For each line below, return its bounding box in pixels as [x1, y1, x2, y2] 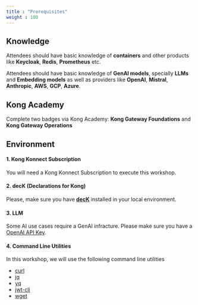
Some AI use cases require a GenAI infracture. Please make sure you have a [6, 222, 193, 229]
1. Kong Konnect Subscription [6, 156, 81, 163]
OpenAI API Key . [6, 229, 46, 236]
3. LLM [6, 209, 24, 216]
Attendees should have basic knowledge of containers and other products [6, 52, 189, 59]
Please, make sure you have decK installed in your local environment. [6, 196, 177, 203]
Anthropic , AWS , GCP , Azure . [6, 83, 81, 90]
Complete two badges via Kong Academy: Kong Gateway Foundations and [6, 115, 191, 122]
